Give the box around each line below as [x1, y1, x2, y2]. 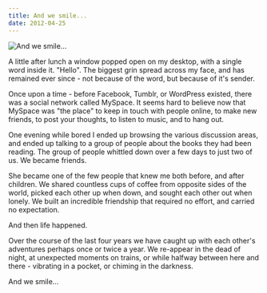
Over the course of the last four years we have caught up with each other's [8, 236, 256, 245]
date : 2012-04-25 [8, 19, 66, 27]
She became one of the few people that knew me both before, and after [8, 171, 245, 180]
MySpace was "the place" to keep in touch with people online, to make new [8, 105, 257, 116]
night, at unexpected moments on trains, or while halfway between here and [8, 252, 260, 262]
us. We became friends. [8, 155, 87, 164]
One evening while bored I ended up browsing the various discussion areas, [8, 129, 258, 140]
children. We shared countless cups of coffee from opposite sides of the [8, 179, 247, 188]
